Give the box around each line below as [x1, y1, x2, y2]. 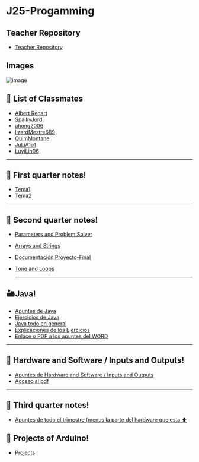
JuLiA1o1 [14, 141, 36, 148]
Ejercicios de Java [14, 314, 60, 321]
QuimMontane [14, 135, 50, 142]
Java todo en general [14, 320, 67, 327]
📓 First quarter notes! [6, 170, 86, 181]
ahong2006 [14, 122, 44, 129]
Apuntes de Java [14, 308, 56, 315]
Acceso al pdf [14, 377, 49, 384]
